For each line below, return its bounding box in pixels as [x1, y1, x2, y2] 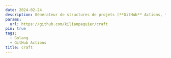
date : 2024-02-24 [5, 7, 42, 13]
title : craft [5, 45, 33, 50]
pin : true [5, 26, 26, 31]
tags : [5, 31, 17, 36]
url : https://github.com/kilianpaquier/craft [10, 21, 108, 27]
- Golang [10, 36, 28, 41]
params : [5, 17, 22, 22]
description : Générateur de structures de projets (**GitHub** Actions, [5, 12, 163, 17]
